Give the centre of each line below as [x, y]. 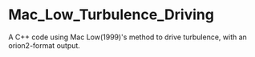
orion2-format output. [44, 45]
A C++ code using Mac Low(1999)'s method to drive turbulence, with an [127, 37]
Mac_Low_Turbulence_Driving [111, 15]
